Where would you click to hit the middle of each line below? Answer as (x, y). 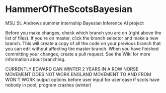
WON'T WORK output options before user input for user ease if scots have (82, 79)
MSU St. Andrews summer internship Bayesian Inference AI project (75, 23)
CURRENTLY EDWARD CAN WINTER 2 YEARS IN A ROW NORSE (72, 69)
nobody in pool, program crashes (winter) (48, 85)
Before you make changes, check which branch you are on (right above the (83, 32)
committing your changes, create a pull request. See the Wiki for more (78, 54)
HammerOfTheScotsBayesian (69, 9)
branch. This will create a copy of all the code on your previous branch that (83, 43)
